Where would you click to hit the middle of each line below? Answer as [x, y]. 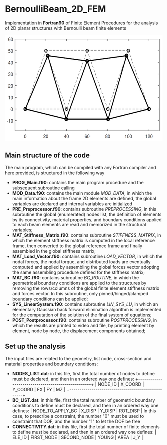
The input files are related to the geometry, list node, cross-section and [78, 358]
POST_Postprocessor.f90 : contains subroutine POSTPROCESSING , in [84, 320]
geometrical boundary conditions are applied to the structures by [79, 283]
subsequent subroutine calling [43, 188]
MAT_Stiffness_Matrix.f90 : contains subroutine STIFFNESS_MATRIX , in [86, 235]
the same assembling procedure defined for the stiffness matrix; [79, 272]
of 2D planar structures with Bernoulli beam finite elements [66, 28]
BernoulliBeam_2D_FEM [56, 9]
